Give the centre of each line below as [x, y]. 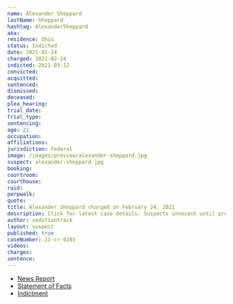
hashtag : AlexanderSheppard [48, 26]
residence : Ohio [31, 40]
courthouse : [24, 181]
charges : [20, 253]
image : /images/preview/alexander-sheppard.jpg [77, 156]
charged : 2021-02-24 [37, 59]
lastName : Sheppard [35, 20]
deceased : [21, 98]
